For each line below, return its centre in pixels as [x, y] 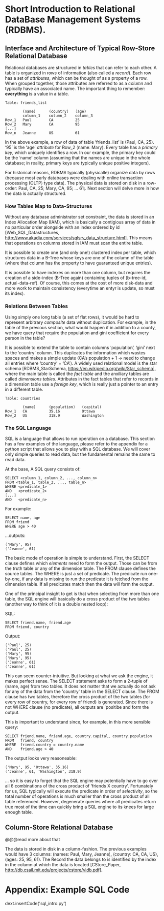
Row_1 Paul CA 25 [42, 120]
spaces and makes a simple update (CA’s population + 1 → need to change [80, 358]
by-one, [13, 579]
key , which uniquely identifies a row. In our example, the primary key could [80, 153]
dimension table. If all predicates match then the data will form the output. [80, 584]
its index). [15, 293]
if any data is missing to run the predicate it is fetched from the [85, 579]
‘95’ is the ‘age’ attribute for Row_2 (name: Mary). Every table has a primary [82, 147]
